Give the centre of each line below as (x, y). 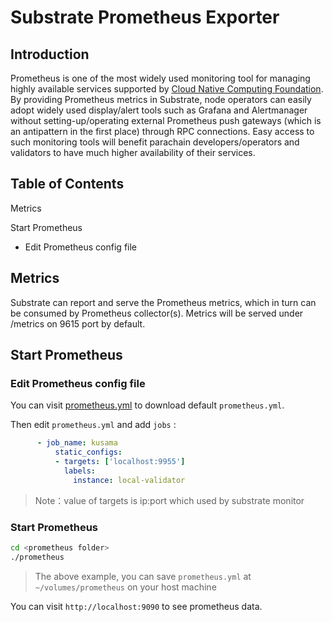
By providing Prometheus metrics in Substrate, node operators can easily (161, 99)
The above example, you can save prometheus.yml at (143, 576)
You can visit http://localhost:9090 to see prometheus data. (136, 606)
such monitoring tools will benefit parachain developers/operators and (155, 142)
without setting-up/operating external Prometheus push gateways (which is (166, 120)
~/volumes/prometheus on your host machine (125, 587)
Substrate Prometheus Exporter (145, 17)
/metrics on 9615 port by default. (78, 323)
